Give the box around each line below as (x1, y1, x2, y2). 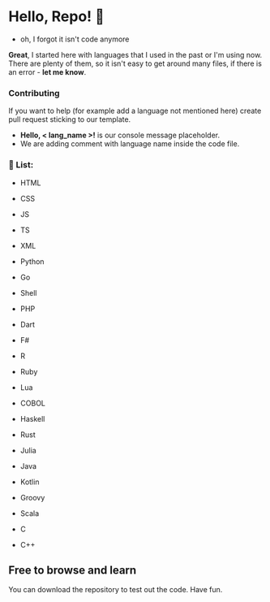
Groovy (19, 492, 45, 502)
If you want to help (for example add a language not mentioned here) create (8, 106, 262, 116)
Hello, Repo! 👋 (8, 7, 105, 26)
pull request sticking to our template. (8, 115, 131, 124)
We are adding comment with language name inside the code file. (19, 139, 240, 149)
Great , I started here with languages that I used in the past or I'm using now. (8, 50, 263, 59)
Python (19, 256, 45, 266)
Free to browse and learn (8, 563, 137, 577)
